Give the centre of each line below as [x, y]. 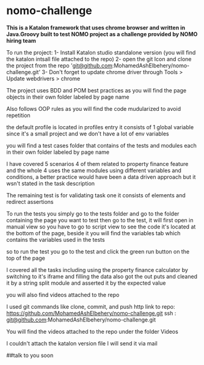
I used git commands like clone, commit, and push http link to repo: [91, 306]
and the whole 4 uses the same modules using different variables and [94, 170]
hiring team [21, 40]
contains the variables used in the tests [56, 239]
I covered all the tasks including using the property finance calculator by [97, 269]
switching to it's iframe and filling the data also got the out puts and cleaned [102, 276]
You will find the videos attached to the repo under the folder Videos [92, 331]
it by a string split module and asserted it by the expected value [86, 283]
